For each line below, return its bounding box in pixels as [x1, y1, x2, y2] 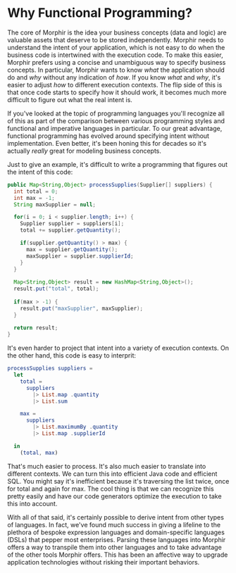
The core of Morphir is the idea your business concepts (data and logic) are [7, 28, 227, 37]
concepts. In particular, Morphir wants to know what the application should [7, 65, 225, 74]
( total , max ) [20, 449, 58, 456]
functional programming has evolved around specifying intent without [7, 132, 210, 140]
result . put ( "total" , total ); [13, 285, 99, 293]
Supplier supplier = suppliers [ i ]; [20, 220, 125, 227]
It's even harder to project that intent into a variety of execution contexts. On [7, 344, 230, 353]
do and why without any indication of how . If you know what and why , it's [7, 73, 221, 82]
